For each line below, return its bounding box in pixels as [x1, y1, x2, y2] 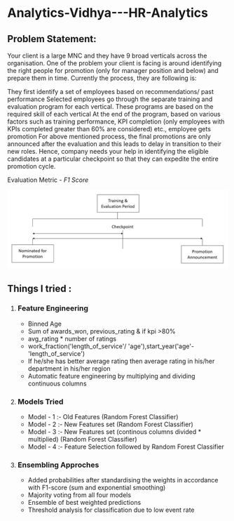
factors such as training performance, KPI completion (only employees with [7, 117, 226, 126]
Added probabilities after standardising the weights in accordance [27, 476, 219, 484]
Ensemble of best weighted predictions [27, 499, 142, 507]
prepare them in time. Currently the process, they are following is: [7, 74, 197, 82]
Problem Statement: [7, 33, 97, 45]
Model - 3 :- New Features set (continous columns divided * [27, 428, 202, 436]
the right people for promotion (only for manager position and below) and [7, 67, 219, 74]
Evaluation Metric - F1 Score [7, 176, 89, 184]
